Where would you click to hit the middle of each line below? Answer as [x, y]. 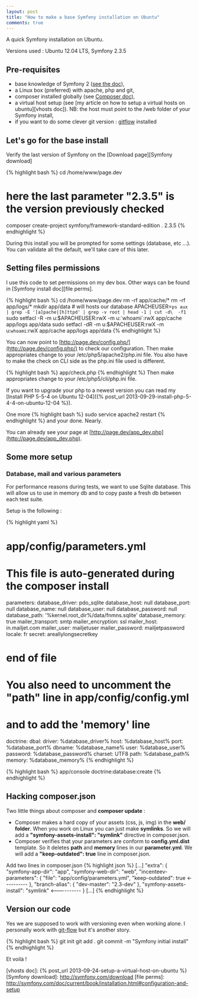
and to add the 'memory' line [78, 725]
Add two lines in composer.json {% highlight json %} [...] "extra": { [87, 865]
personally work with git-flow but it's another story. [69, 930]
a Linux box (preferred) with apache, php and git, [74, 90]
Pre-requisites [33, 70]
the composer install [58, 586]
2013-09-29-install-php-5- [159, 396]
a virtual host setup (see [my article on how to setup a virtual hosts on [100, 103]
